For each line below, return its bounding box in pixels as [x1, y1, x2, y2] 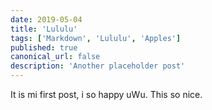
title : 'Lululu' [10, 24, 78, 34]
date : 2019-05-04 [10, 14, 83, 25]
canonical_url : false [10, 52, 101, 62]
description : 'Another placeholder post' [10, 61, 186, 71]
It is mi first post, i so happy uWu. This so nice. [10, 89, 203, 100]
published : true [10, 42, 78, 53]
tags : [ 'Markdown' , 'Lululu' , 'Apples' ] [10, 33, 182, 43]
